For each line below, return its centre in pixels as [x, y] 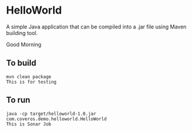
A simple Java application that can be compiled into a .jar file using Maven [97, 27]
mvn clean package [29, 77]
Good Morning [24, 44]
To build [21, 63]
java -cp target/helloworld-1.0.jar [51, 114]
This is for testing [32, 82]
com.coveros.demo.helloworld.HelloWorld [57, 119]
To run [18, 100]
